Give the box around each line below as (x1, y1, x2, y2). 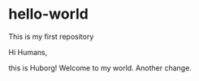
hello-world (8, 5, 89, 23)
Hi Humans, (8, 47, 48, 57)
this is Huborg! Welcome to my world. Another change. (8, 62, 193, 73)
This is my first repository (8, 32, 94, 41)
